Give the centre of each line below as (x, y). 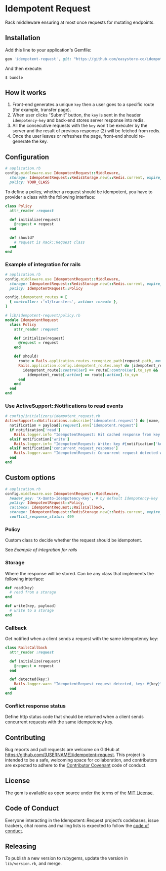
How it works (26, 93)
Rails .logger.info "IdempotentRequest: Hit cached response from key (87, 435)
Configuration (27, 157)
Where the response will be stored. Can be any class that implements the (80, 573)
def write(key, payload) (31, 606)
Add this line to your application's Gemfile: (48, 50)
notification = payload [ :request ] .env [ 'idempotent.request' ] (74, 426)
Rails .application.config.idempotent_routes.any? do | (76, 365)
